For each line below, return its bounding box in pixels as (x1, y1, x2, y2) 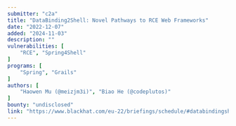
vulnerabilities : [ (7, 43, 65, 50)
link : (7, 108, 23, 115)
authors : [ (7, 82, 39, 89)
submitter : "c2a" (7, 10, 58, 17)
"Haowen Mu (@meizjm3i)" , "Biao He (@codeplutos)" (20, 88, 171, 95)
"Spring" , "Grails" (20, 69, 77, 76)
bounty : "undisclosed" (7, 101, 74, 108)
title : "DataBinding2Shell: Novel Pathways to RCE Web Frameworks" (7, 17, 209, 24)
